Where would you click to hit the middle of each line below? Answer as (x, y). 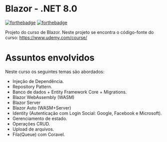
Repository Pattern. (32, 86)
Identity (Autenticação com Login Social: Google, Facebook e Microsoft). (87, 113)
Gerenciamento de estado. (40, 118)
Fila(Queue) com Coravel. (39, 134)
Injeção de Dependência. (38, 81)
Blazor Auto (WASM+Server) (42, 107)
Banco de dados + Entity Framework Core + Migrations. (70, 92)
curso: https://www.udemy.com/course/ (46, 37)
